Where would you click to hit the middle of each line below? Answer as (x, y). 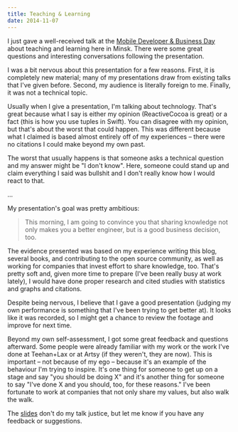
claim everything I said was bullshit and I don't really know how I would (111, 173)
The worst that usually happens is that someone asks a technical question (115, 158)
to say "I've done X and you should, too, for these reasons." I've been (109, 384)
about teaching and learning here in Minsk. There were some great (105, 48)
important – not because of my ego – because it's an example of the (107, 362)
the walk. (21, 399)
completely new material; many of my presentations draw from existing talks (119, 77)
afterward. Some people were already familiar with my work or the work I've (118, 347)
